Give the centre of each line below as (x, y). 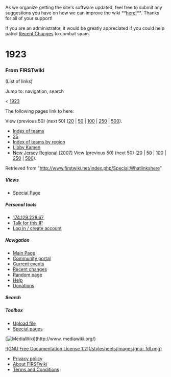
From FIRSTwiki (25, 70)
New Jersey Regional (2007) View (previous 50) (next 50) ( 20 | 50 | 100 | (89, 153)
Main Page (24, 253)
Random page (27, 275)
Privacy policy (28, 359)
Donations (23, 286)
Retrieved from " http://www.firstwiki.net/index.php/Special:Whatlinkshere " (84, 168)
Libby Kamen (27, 148)
